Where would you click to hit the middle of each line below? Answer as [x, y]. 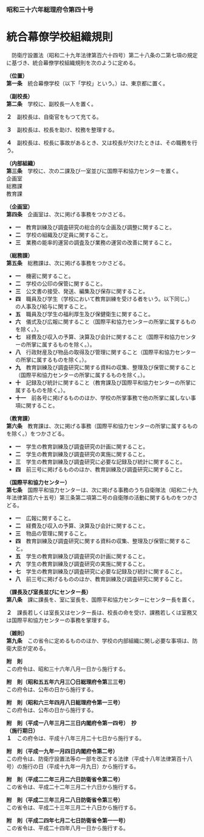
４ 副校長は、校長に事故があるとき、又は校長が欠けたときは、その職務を [99, 143]
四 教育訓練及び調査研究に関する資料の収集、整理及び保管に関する [100, 541]
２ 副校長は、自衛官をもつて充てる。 [54, 116]
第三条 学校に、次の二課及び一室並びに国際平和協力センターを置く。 [94, 171]
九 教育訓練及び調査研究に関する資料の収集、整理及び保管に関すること [105, 367]
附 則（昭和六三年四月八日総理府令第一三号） [65, 702]
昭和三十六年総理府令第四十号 [50, 9]
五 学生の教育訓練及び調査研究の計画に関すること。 [82, 556]
